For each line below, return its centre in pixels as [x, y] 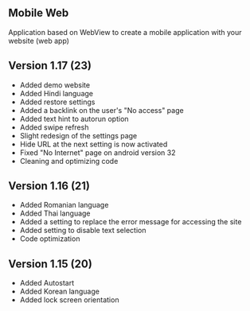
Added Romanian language [64, 205]
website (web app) [39, 41]
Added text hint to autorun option [74, 119]
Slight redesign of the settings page [78, 135]
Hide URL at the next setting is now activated [94, 144]
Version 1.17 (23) [50, 66]
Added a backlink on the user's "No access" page [102, 110]
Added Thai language [55, 213]
